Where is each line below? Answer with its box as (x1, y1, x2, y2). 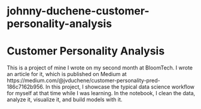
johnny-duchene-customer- (7, 4, 150, 18)
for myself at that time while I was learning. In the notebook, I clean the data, (7, 90, 196, 97)
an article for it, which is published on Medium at (7, 71, 127, 78)
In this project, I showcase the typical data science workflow (45, 83, 195, 90)
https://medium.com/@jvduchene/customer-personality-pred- (7, 77, 160, 84)
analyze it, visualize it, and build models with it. (7, 96, 123, 103)
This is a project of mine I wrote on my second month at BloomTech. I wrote (7, 64, 193, 71)
